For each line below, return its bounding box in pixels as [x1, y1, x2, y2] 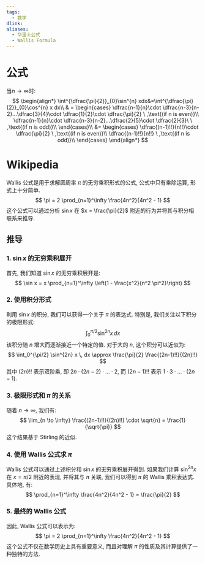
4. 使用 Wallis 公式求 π [6, 450, 72, 459]
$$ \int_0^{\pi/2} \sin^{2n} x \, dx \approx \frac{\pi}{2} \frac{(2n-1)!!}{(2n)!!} [7, 351, 198, 359]
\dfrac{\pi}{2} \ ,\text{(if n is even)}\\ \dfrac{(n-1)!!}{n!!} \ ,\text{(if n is [15, 129, 190, 137]
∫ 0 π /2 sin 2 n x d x [85, 328, 121, 338]
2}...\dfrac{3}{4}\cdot [7, 110, 62, 117]
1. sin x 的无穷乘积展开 [6, 254, 72, 262]
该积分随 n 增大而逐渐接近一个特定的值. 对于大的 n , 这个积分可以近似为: [6, 341, 186, 348]
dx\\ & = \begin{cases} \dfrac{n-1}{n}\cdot [54, 104, 162, 111]
